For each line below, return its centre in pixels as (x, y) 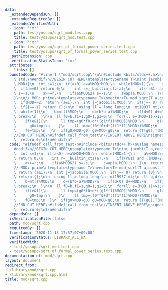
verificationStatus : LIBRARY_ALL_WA (48, 237)
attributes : (22, 65)
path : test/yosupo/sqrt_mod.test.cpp (53, 33)
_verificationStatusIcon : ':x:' (43, 61)
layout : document (23, 261)
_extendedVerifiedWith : (34, 24)
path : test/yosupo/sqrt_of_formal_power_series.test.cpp (75, 47)
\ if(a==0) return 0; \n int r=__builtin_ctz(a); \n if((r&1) (86, 89)
